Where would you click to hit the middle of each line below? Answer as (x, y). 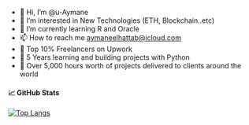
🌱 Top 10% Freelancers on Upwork (76, 49)
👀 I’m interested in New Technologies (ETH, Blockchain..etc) (117, 20)
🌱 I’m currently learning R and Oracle (79, 29)
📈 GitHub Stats (34, 92)
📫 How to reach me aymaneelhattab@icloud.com (100, 38)
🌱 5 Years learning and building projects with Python (105, 57)
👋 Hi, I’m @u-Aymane (54, 12)
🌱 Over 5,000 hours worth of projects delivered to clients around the (130, 66)
